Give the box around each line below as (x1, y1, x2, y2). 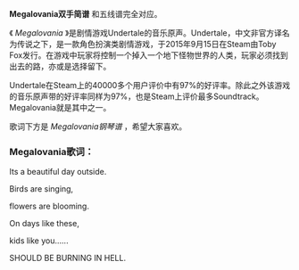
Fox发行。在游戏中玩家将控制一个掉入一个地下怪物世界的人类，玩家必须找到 (9, 50, 288, 61)
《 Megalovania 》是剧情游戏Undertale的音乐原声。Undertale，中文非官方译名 (9, 28, 290, 38)
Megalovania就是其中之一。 (9, 102, 112, 112)
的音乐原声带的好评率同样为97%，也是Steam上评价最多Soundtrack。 (9, 91, 265, 102)
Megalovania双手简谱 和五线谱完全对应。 (9, 9, 162, 19)
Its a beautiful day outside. (9, 167, 107, 177)
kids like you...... (9, 235, 69, 246)
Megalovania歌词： (9, 145, 95, 158)
